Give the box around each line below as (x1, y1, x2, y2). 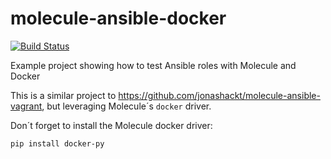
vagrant (10, 100, 43, 112)
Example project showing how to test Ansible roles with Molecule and (10, 59, 297, 71)
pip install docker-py (10, 138, 105, 149)
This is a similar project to (10, 89, 117, 101)
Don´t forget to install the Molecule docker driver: (10, 119, 213, 131)
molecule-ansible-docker (10, 7, 227, 30)
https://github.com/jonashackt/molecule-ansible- (118, 89, 321, 101)
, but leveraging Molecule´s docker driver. (41, 100, 212, 112)
